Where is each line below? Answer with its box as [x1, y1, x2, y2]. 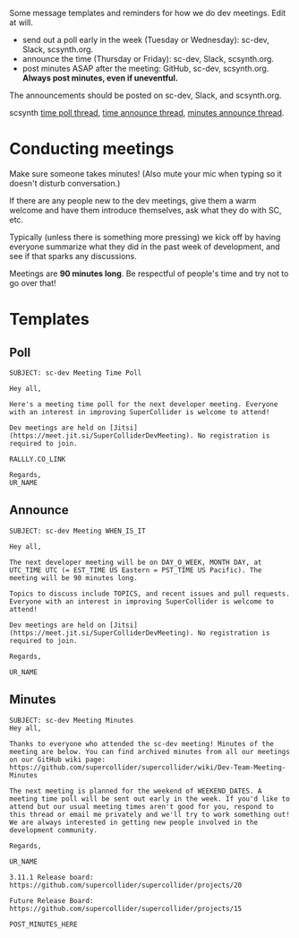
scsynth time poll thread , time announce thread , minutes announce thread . [9, 108, 285, 117]
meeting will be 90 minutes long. [9, 573, 139, 582]
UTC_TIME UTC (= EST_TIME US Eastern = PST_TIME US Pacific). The [9, 565, 262, 575]
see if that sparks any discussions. [9, 250, 137, 261]
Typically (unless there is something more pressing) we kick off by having [9, 231, 281, 242]
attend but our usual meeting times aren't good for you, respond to [9, 802, 275, 811]
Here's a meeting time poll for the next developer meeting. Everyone [9, 399, 278, 409]
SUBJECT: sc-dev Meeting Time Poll [9, 368, 142, 378]
